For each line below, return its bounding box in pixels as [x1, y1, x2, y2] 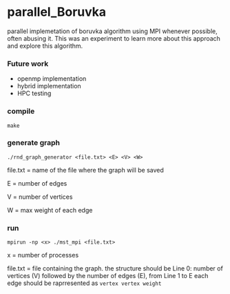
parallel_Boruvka [7, 4, 107, 20]
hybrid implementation [17, 82, 81, 90]
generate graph [7, 138, 61, 148]
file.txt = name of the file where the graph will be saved [7, 166, 164, 174]
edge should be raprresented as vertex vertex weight [7, 279, 162, 287]
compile [7, 106, 35, 116]
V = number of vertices [7, 193, 73, 201]
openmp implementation [17, 75, 87, 83]
